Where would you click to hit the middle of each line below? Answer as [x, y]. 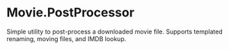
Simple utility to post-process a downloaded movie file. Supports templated [115, 32]
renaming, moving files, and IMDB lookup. [66, 38]
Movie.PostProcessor [71, 13]
